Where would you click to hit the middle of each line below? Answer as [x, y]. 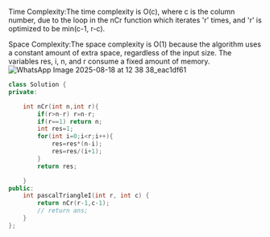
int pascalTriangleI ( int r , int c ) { [86, 196]
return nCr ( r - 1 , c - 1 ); [74, 203]
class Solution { [37, 84]
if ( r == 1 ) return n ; [70, 121]
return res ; [58, 166]
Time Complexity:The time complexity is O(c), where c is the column [122, 12]
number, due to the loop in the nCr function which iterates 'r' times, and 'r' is [135, 20]
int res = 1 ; [56, 129]
